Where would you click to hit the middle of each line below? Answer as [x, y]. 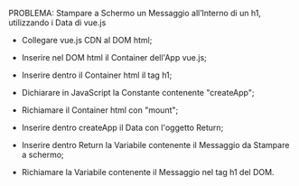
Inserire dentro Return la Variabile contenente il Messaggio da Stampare [155, 145]
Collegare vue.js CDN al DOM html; [87, 40]
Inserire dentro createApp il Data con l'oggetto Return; [122, 127]
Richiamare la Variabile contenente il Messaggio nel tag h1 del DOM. [148, 172]
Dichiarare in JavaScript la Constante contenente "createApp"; [138, 93]
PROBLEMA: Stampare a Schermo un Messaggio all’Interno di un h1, [135, 13]
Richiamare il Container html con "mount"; [100, 110]
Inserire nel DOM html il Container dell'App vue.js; [114, 57]
